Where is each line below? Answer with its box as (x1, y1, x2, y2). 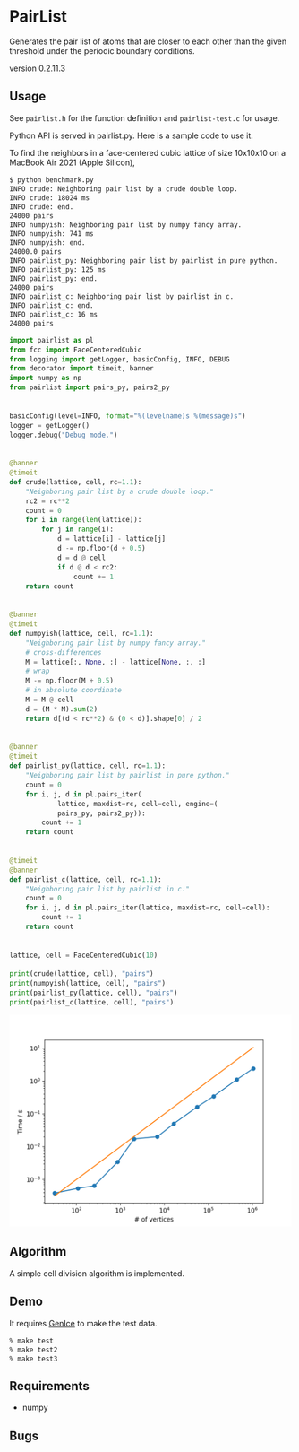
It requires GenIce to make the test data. (9, 1317, 158, 1328)
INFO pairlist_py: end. (9, 274, 98, 283)
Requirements (9, 1378, 90, 1394)
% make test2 (9, 1345, 58, 1354)
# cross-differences (25, 648, 102, 656)
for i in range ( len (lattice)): (25, 516, 142, 525)
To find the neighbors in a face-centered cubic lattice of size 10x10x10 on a (9, 147, 286, 158)
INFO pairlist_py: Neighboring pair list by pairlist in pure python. (9, 256, 278, 265)
